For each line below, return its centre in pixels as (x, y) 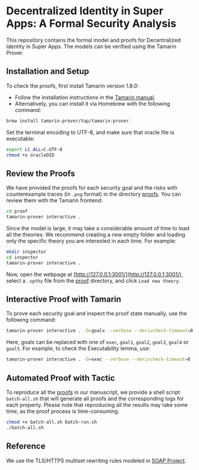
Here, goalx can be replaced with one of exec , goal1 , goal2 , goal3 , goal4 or (97, 342)
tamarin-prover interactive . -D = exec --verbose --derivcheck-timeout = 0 (98, 359)
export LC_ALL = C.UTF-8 (34, 149)
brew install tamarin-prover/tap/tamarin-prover (68, 121)
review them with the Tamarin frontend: (55, 200)
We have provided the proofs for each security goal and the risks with (92, 188)
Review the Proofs (41, 173)
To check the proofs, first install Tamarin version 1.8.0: (72, 86)
